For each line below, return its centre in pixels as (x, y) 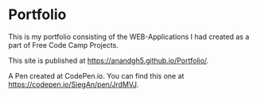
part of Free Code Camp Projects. (64, 45)
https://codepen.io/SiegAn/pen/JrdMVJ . (74, 84)
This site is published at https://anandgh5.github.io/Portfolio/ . (109, 60)
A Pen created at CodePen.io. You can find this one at (96, 76)
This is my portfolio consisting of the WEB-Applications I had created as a (129, 37)
